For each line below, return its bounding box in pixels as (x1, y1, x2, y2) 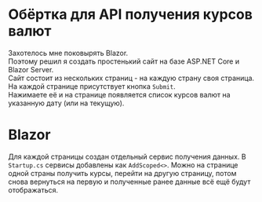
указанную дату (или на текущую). (8, 98, 125, 108)
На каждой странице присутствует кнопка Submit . (8, 81, 176, 91)
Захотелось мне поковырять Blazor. (8, 48, 129, 57)
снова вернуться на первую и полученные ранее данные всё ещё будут (8, 177, 251, 186)
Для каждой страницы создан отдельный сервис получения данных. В (8, 152, 246, 161)
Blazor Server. (8, 64, 54, 74)
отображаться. (8, 185, 59, 194)
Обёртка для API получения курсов (8, 6, 253, 24)
